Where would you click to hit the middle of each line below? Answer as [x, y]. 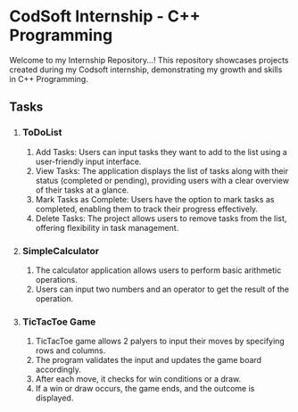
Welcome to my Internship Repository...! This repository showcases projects [149, 60]
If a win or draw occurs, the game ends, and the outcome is [145, 389]
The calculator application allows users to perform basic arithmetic [158, 270]
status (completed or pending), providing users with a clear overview [162, 180]
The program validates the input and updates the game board [148, 360]
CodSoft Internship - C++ [105, 16]
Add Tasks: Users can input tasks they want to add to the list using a [161, 152]
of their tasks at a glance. [82, 190]
